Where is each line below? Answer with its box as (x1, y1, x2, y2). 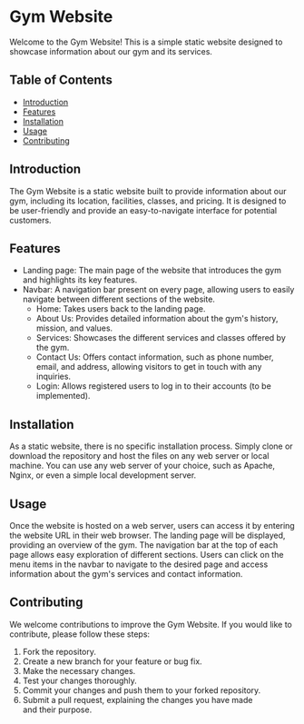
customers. (9, 214, 52, 225)
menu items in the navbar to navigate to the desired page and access (9, 559, 269, 570)
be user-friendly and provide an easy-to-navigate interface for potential (9, 204, 278, 215)
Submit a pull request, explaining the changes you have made (22, 694, 253, 705)
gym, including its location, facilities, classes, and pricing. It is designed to (9, 195, 287, 206)
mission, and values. (35, 322, 113, 333)
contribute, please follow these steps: (9, 629, 151, 640)
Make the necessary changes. (22, 665, 136, 676)
